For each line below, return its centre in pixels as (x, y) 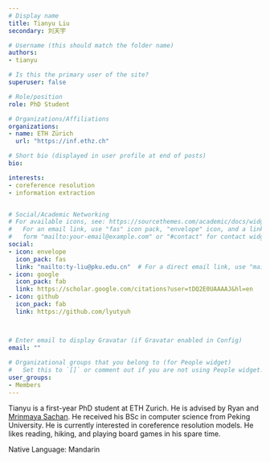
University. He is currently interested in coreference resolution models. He (131, 425)
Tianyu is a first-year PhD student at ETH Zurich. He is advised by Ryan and (133, 408)
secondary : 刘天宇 (37, 31)
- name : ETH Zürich (41, 134)
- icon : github (34, 297)
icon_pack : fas (41, 259)
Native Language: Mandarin (54, 449)
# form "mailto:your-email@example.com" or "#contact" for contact (127, 237)
